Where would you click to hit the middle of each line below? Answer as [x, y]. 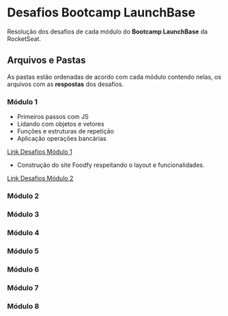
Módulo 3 [23, 214]
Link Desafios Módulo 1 [40, 152]
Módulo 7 [23, 287]
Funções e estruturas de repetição [66, 131]
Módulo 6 [23, 269]
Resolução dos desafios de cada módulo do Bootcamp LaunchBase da [108, 31]
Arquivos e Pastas [47, 61]
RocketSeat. [24, 38]
